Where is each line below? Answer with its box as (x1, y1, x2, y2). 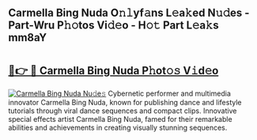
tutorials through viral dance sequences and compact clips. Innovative (8, 106, 237, 115)
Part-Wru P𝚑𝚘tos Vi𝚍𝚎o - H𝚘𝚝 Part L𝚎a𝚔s (8, 19, 219, 32)
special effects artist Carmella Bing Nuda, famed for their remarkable (8, 115, 232, 123)
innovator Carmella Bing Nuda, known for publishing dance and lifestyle (8, 98, 243, 107)
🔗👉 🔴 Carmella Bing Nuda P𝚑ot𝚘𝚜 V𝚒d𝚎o (8, 63, 219, 78)
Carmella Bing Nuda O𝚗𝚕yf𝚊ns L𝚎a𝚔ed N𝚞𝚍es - (8, 6, 250, 20)
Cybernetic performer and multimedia (108, 89, 232, 98)
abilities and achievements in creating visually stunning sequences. (8, 123, 228, 132)
